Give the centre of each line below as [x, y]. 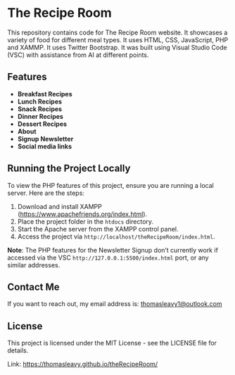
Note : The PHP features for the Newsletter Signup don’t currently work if [113, 250]
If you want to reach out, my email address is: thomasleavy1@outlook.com [115, 304]
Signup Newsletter [45, 139]
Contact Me [33, 287]
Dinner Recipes [40, 116]
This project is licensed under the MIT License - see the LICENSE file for [112, 343]
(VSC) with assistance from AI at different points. [78, 55]
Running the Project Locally [69, 169]
